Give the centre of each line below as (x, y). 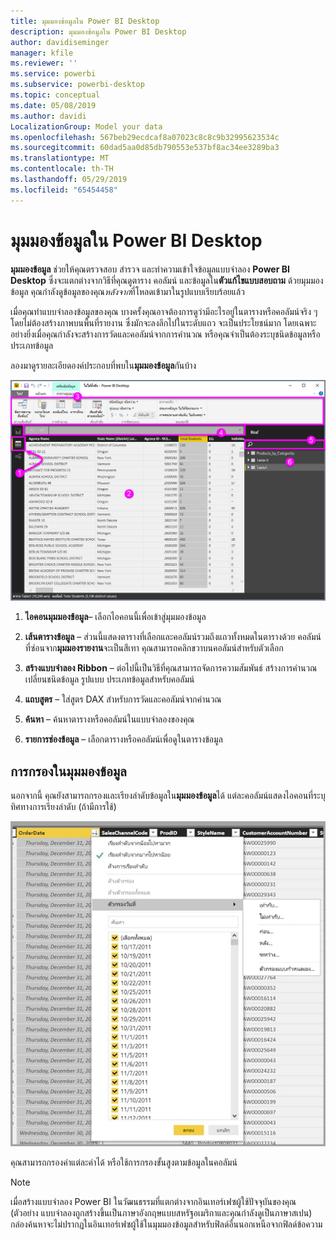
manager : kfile (42, 53)
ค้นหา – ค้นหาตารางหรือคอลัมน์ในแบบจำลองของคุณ (109, 719)
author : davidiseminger (60, 42)
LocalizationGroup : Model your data (86, 126)
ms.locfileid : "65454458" (64, 190)
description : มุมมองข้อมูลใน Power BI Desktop (98, 31)
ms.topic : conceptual (55, 95)
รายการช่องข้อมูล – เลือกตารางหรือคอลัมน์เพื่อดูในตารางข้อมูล (123, 739)
